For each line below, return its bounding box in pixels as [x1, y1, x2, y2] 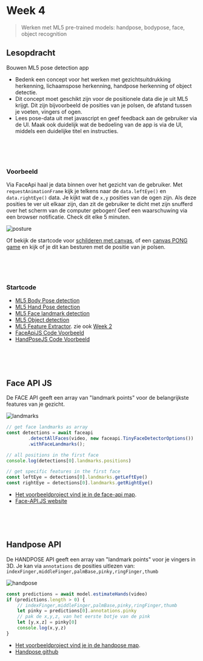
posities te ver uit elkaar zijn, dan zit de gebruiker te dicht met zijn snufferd [6, 200, 193, 208]
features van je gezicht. [6, 400, 65, 408]
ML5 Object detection [15, 317, 70, 324]
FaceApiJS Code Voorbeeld [15, 329, 85, 337]
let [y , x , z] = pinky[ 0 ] [17, 619, 78, 626]
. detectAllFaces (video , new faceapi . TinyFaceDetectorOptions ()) [28, 435, 194, 441]
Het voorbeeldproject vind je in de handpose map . [15, 642, 141, 649]
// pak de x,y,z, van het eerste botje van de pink [17, 614, 150, 620]
